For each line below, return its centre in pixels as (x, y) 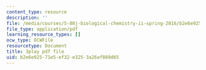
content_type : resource (37, 12)
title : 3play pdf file (35, 52)
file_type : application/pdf (42, 29)
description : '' (27, 18)
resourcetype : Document (37, 46)
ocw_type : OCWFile (30, 40)
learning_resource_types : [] (44, 35)
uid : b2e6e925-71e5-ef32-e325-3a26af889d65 (63, 57)
